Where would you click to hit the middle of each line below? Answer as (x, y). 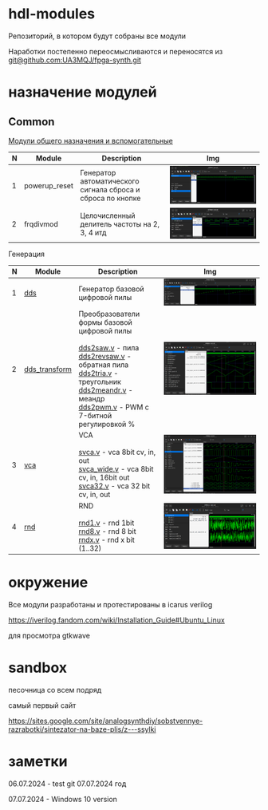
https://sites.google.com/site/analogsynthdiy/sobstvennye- (106, 721)
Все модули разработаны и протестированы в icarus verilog (110, 605)
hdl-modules (52, 14)
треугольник (100, 382)
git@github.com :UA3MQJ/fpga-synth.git (75, 60)
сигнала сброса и (110, 190)
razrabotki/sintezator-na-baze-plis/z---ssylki (82, 729)
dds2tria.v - (99, 373)
